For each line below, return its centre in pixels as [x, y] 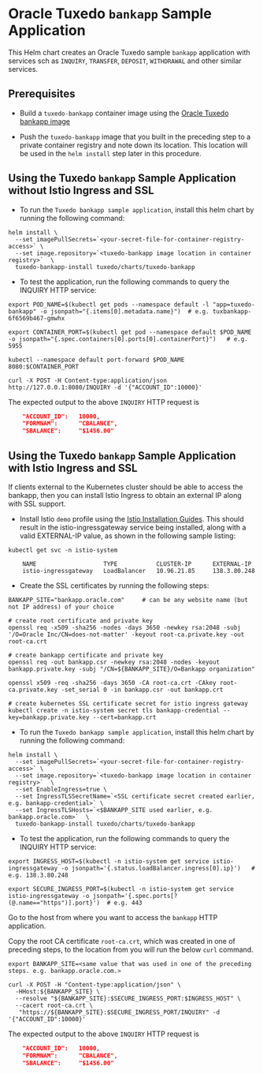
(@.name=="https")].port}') [54, 903]
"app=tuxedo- [234, 305]
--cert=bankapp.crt [124, 717]
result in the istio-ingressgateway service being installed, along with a [133, 527]
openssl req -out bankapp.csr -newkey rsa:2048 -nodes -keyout [114, 662]
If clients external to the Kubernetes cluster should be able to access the [126, 487]
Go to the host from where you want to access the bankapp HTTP [113, 917]
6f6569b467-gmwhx [37, 318]
